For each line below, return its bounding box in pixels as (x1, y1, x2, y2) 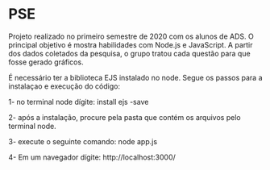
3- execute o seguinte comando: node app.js (8, 136, 158, 146)
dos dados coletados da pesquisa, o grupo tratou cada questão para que (8, 48, 251, 58)
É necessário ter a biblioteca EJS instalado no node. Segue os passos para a (8, 73, 263, 82)
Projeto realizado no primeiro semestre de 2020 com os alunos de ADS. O (8, 31, 254, 41)
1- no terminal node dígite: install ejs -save (8, 97, 149, 106)
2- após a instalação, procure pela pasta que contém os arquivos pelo (8, 112, 241, 122)
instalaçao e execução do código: (8, 81, 121, 91)
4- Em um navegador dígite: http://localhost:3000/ (8, 152, 176, 162)
